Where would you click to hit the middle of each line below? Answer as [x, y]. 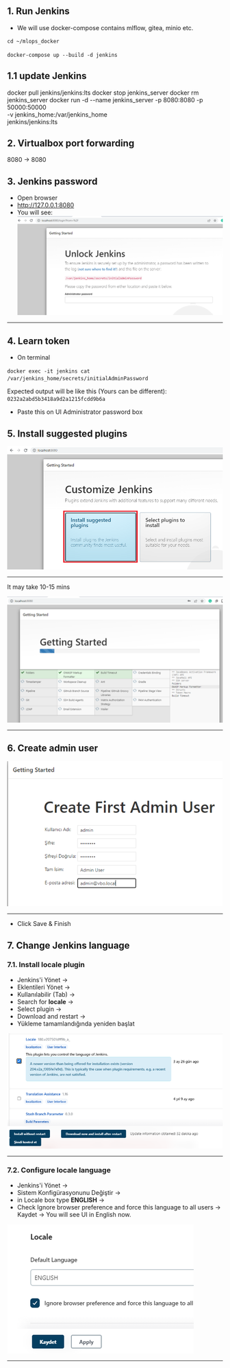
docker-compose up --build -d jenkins [62, 55]
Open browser [37, 198]
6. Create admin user [53, 749]
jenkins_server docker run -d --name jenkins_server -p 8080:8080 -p [105, 100]
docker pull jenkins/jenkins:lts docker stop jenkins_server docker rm [103, 93]
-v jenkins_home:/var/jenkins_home [57, 114]
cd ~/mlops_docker [33, 41]
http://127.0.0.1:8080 [46, 205]
